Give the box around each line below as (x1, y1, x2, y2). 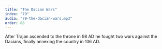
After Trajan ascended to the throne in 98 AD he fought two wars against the (5, 34, 158, 39)
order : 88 (5, 20, 25, 25)
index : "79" (5, 12, 29, 16)
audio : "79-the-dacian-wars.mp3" (5, 16, 73, 21)
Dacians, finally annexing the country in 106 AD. (5, 39, 100, 45)
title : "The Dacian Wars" (5, 7, 57, 12)
